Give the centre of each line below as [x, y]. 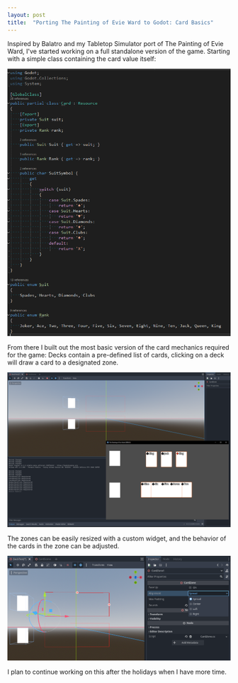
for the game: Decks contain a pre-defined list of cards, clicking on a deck [116, 355]
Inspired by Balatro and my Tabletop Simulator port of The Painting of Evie [115, 43]
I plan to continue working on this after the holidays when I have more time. [117, 672]
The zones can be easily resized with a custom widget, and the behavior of [117, 538]
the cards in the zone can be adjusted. [63, 546]
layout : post [27, 15]
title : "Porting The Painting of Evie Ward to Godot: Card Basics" [110, 22]
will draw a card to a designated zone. [63, 362]
